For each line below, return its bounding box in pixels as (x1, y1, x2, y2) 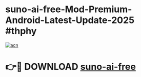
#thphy (5, 25, 37, 37)
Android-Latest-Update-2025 (5, 14, 135, 26)
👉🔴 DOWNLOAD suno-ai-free (5, 61, 136, 72)
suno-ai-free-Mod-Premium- (5, 4, 132, 15)
